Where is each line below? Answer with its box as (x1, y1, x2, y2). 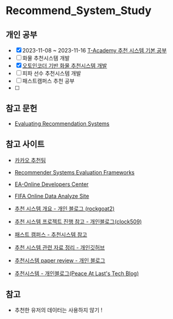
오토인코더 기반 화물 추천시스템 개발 (22, 62, 107, 69)
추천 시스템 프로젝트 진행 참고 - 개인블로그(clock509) (14, 218, 143, 225)
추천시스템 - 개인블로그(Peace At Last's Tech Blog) (14, 270, 139, 277)
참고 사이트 (5, 139, 45, 149)
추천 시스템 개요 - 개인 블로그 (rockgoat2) (14, 205, 115, 212)
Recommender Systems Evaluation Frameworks (14, 168, 135, 176)
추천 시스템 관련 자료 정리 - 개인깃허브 (14, 243, 105, 251)
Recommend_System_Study (5, 4, 152, 18)
